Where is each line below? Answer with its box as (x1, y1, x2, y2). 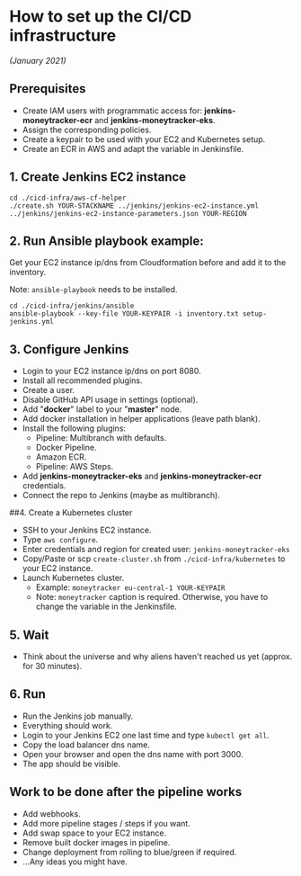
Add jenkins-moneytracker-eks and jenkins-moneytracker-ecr (22, 470, 262, 482)
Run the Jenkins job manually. (22, 711, 134, 721)
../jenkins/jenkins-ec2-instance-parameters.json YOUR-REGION (9, 209, 247, 218)
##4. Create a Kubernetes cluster (9, 507, 133, 518)
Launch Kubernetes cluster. (22, 573, 125, 584)
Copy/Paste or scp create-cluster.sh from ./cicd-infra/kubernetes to (22, 553, 286, 564)
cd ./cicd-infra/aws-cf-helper (9, 193, 127, 202)
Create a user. (22, 385, 75, 396)
